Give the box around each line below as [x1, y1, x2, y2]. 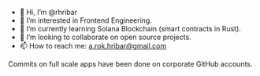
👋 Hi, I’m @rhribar [19, 8, 77, 16]
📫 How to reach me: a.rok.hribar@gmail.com [19, 42, 167, 50]
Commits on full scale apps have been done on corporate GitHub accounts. [8, 60, 253, 68]
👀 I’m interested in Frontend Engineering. [19, 16, 152, 25]
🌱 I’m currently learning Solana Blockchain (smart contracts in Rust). [19, 24, 242, 33]
